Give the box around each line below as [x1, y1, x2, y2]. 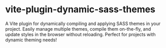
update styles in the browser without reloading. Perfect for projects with [5, 31, 156, 37]
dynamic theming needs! [5, 37, 57, 43]
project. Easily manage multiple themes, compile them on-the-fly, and [5, 26, 151, 32]
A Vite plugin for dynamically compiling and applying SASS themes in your [5, 20, 161, 27]
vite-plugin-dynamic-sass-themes [5, 4, 156, 15]
